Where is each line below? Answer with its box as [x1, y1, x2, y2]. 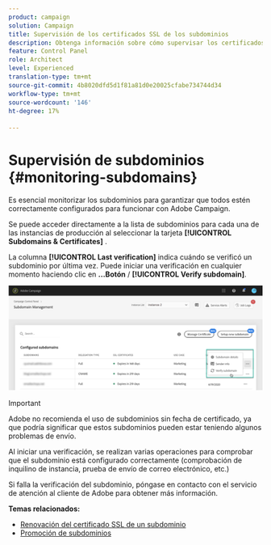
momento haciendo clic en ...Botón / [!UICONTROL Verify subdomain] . [8, 269, 248, 279]
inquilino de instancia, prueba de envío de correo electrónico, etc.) [8, 464, 230, 474]
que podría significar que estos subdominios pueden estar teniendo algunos [8, 423, 262, 433]
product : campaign [8, 13, 70, 21]
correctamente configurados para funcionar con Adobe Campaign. [8, 204, 231, 213]
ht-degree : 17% [8, 107, 60, 115]
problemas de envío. [8, 431, 77, 441]
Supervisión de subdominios [8, 151, 205, 170]
